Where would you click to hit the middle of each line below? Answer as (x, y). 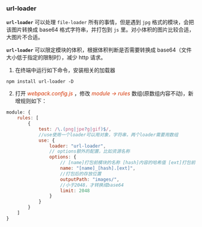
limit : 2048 (75, 190)
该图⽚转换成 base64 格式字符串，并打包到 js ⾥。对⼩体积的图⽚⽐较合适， (100, 30)
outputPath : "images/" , (90, 179)
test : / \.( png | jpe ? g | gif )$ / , (75, 129)
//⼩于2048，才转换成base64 (92, 185)
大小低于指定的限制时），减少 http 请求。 (56, 58)
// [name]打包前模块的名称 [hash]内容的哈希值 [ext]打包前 (127, 163)
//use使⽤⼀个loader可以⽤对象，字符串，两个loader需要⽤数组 (108, 135)
